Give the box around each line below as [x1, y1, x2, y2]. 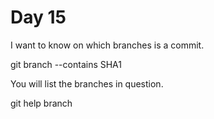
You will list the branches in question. [10, 77, 164, 90]
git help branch [10, 97, 73, 109]
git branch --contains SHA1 [10, 58, 122, 70]
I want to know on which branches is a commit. [10, 39, 205, 51]
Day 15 [10, 6, 67, 29]
